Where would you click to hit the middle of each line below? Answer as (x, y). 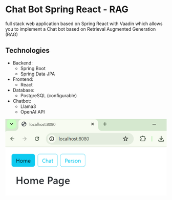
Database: (24, 90)
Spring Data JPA (38, 74)
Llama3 (28, 106)
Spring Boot (33, 68)
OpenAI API (33, 112)
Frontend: (23, 79)
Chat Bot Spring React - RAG (67, 9)
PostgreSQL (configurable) (49, 95)
